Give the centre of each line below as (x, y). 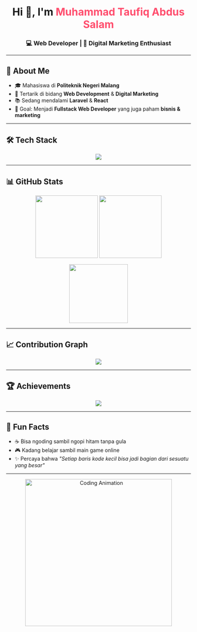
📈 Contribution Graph (47, 345)
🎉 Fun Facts (28, 427)
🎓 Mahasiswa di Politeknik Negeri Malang (67, 85)
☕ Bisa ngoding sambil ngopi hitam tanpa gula (70, 441)
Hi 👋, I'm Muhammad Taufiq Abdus (98, 12)
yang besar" (30, 465)
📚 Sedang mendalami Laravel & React (61, 101)
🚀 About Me (28, 71)
